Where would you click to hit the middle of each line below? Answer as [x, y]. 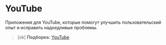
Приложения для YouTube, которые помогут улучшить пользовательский [83, 22]
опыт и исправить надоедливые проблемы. [51, 27]
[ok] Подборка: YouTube [43, 37]
